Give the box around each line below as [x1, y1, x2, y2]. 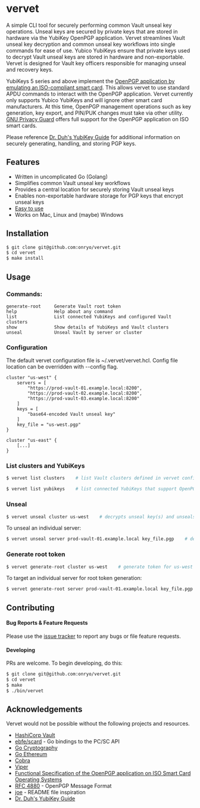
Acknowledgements [6, 704, 83, 714]
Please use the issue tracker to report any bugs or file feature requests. [6, 632, 182, 640]
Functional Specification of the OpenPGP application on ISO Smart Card [14, 770, 191, 777]
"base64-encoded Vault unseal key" [27, 411, 116, 417]
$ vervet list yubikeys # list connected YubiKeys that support [6, 486, 177, 492]
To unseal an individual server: [6, 524, 82, 532]
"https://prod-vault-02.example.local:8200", [27, 391, 143, 397]
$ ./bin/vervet [6, 687, 44, 694]
